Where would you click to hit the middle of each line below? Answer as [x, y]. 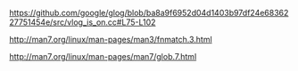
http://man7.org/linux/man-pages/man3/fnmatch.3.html [111, 39]
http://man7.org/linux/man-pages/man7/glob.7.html [103, 56]
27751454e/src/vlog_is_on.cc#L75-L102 [83, 22]
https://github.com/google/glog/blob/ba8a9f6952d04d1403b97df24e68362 [149, 13]
